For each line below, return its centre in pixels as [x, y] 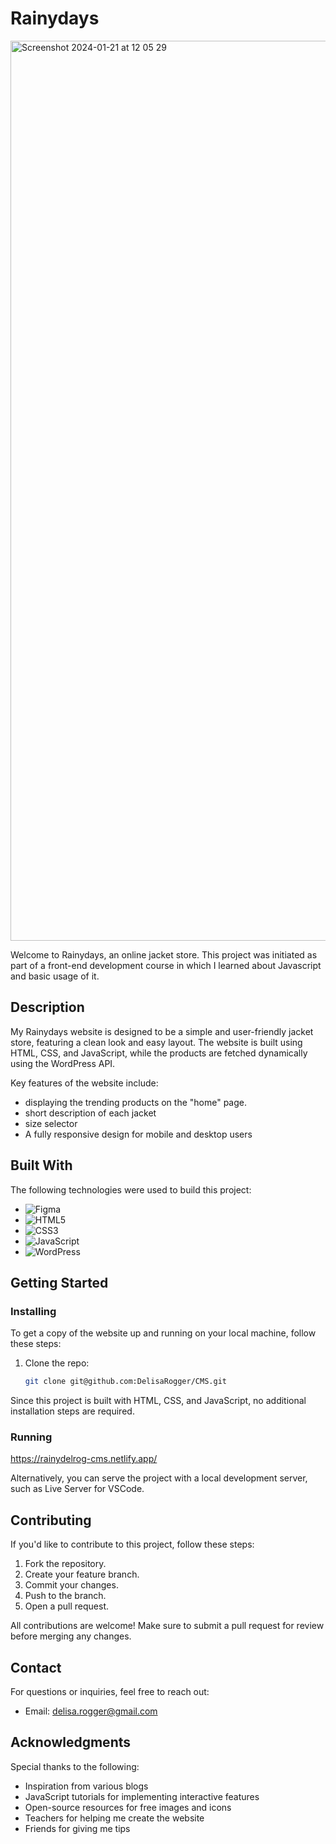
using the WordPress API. [63, 1063]
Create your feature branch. [82, 1574]
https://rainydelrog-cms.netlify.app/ [84, 1459]
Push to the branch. [65, 1596]
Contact [36, 1667]
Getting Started [59, 1282]
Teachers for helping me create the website [114, 1818]
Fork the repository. [65, 1564]
